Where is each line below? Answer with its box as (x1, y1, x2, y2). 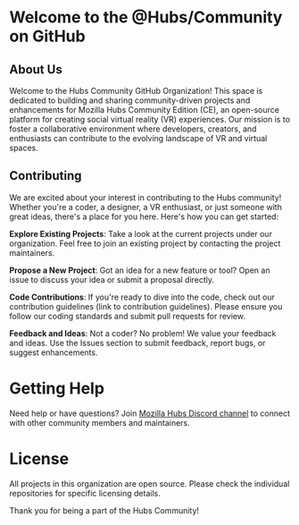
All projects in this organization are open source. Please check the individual (9, 478, 290, 489)
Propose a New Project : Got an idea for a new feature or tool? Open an (9, 265, 270, 275)
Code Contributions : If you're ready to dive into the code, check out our (9, 292, 275, 302)
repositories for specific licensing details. (9, 487, 161, 498)
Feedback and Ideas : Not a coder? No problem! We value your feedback (9, 327, 277, 338)
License (9, 448, 70, 469)
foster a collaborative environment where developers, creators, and (9, 123, 257, 134)
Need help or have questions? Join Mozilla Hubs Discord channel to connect (9, 408, 291, 419)
